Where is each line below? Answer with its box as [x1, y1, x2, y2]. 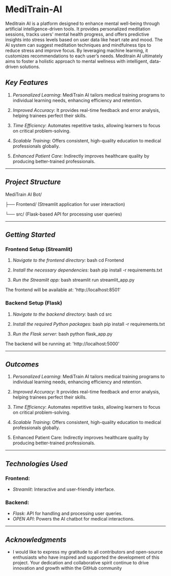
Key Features [5, 78, 48, 87]
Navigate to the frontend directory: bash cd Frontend [12, 257, 124, 263]
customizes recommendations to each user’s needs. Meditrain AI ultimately [5, 52, 163, 59]
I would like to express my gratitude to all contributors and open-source [12, 549, 163, 555]
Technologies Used [5, 459, 68, 468]
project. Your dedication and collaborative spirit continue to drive [12, 560, 149, 566]
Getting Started [5, 230, 55, 239]
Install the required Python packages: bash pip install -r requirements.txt [12, 321, 165, 327]
